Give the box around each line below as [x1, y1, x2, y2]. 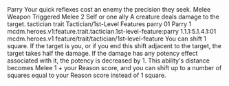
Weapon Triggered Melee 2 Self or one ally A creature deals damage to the [7, 12, 220, 21]
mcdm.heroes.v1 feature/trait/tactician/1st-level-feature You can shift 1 [7, 34, 206, 43]
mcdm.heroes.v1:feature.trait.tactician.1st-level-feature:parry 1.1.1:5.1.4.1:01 [7, 28, 217, 35]
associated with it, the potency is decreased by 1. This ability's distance [7, 56, 210, 65]
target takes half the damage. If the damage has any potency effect [7, 50, 198, 57]
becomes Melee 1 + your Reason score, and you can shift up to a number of [7, 64, 222, 72]
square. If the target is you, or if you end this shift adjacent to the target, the [7, 42, 222, 50]
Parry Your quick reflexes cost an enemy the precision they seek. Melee [7, 6, 211, 13]
